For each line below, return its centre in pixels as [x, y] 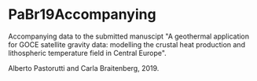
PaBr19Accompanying [82, 15]
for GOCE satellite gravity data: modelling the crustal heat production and [127, 44]
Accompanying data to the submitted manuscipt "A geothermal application [129, 36]
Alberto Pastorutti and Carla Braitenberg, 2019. [84, 68]
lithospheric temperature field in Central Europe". [87, 53]
